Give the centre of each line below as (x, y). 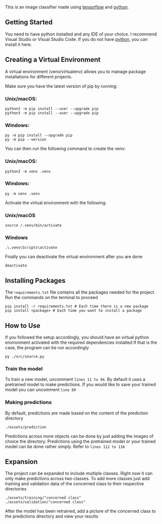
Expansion (21, 462)
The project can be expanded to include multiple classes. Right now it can (79, 473)
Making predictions (28, 402)
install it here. (18, 44)
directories (16, 489)
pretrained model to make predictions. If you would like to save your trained (81, 385)
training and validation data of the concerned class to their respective (74, 484)
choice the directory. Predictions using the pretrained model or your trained (81, 441)
